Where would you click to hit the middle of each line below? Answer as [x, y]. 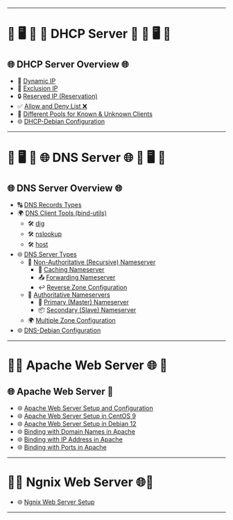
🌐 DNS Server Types [47, 254]
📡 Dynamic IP [36, 81]
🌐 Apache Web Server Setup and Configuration [85, 408]
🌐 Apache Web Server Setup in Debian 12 [77, 424]
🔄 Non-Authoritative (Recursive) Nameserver [92, 262]
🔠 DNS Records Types [49, 205]
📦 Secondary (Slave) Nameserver [87, 310]
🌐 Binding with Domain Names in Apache [76, 431]
